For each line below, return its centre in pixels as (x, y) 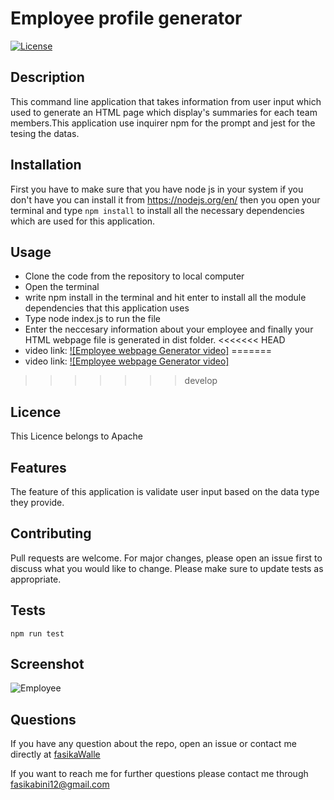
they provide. (37, 502)
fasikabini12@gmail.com (60, 784)
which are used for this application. (83, 221)
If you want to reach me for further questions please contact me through (159, 774)
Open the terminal (62, 287)
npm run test (37, 633)
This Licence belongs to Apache (77, 436)
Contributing (51, 533)
